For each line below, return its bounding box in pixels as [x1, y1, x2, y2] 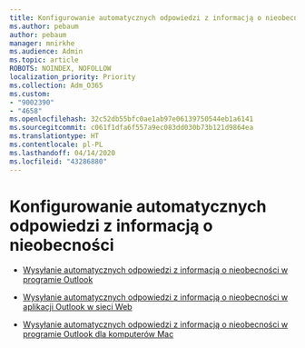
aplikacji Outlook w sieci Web [22, 302, 133, 313]
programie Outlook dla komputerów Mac [22, 329, 174, 340]
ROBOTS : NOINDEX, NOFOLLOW [9, 65, 112, 74]
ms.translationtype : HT [9, 132, 100, 141]
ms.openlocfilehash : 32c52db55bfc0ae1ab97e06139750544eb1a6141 [9, 114, 254, 124]
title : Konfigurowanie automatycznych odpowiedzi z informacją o [9, 13, 261, 23]
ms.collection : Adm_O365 [9, 81, 103, 90]
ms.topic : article [9, 55, 79, 65]
